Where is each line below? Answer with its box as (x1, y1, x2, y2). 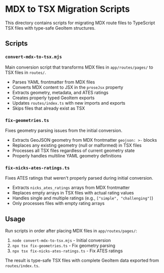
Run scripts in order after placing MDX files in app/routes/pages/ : (5, 228, 137, 234)
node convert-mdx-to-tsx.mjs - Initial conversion (12, 237, 111, 243)
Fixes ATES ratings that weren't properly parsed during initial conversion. (5, 175, 154, 181)
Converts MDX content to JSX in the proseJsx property (12, 84, 124, 90)
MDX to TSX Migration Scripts (5, 3, 130, 15)
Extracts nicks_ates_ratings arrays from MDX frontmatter (12, 185, 130, 191)
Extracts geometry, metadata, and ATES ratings (12, 89, 109, 95)
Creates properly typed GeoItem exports (12, 95, 95, 101)
